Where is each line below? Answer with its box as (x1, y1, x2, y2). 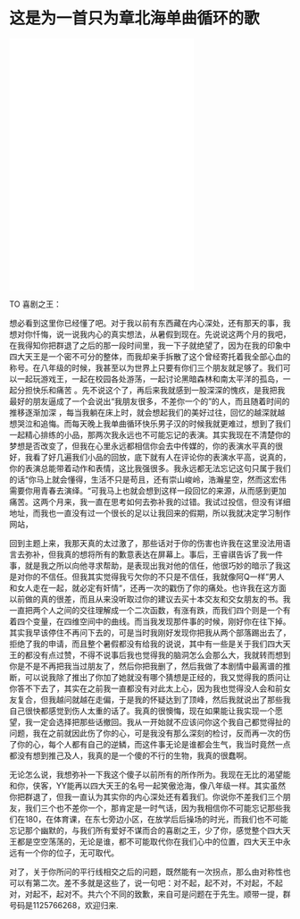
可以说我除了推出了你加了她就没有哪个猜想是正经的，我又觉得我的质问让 (24, 671, 291, 682)
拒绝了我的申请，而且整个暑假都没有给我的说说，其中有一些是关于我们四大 (9, 638, 283, 649)
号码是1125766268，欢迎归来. (9, 899, 119, 910)
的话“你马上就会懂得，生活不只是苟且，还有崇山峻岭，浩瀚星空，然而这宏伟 (9, 474, 287, 485)
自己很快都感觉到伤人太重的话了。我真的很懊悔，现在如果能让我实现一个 (9, 705, 275, 716)
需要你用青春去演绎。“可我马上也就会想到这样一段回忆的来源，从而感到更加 (9, 485, 287, 496)
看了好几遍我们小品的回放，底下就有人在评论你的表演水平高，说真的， (32, 451, 291, 462)
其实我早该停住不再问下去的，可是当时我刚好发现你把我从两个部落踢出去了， (9, 627, 291, 637)
